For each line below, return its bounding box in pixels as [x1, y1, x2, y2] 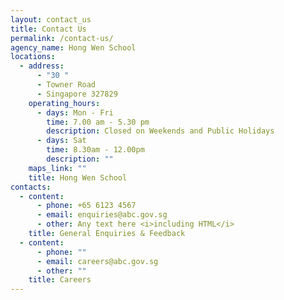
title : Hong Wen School [28, 172, 128, 183]
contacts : [10, 182, 52, 192]
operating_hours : [28, 98, 101, 108]
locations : [10, 52, 56, 62]
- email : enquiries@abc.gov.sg [36, 210, 168, 220]
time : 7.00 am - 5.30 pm [46, 117, 150, 127]
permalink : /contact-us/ [10, 33, 114, 43]
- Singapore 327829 [36, 89, 118, 99]
